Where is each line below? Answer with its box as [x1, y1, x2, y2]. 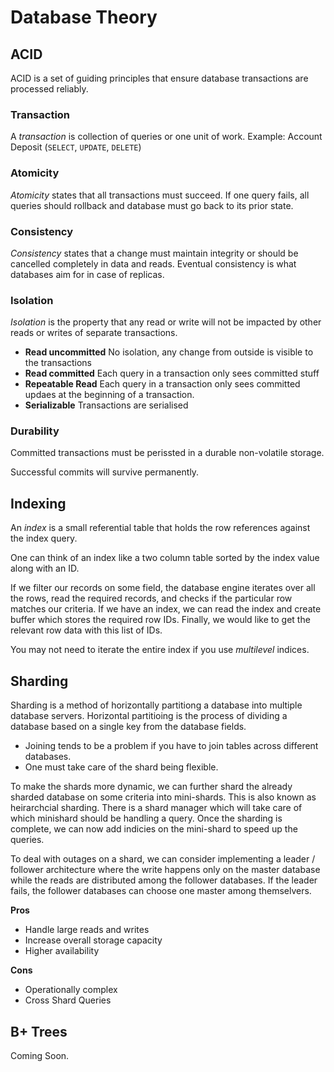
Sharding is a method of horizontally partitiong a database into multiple [10, 699, 303, 711]
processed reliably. [10, 83, 89, 95]
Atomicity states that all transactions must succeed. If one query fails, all [10, 189, 310, 201]
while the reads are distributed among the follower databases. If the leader [10, 874, 318, 886]
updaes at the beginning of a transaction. [24, 389, 195, 401]
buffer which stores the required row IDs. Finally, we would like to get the [10, 614, 311, 626]
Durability [10, 424, 60, 438]
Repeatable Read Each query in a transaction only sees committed [24, 378, 301, 390]
